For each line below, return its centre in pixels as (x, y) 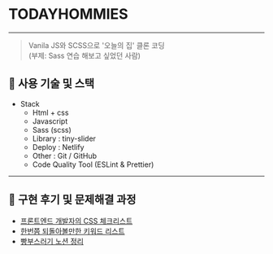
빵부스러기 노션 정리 (52, 241)
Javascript (50, 121)
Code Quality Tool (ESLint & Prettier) (93, 164)
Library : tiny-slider (64, 138)
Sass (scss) (52, 129)
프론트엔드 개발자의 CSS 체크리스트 (76, 221)
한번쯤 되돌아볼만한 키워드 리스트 (72, 231)
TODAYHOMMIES (68, 14)
